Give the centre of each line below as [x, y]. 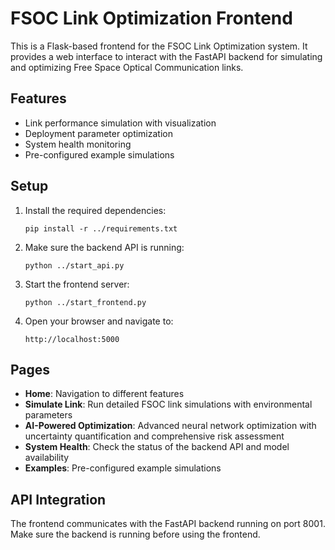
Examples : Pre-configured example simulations [123, 468]
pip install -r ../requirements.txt [101, 228]
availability [47, 458]
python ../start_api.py [74, 265]
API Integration [58, 499]
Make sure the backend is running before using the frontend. [135, 534]
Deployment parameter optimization [98, 133]
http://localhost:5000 [72, 339]
